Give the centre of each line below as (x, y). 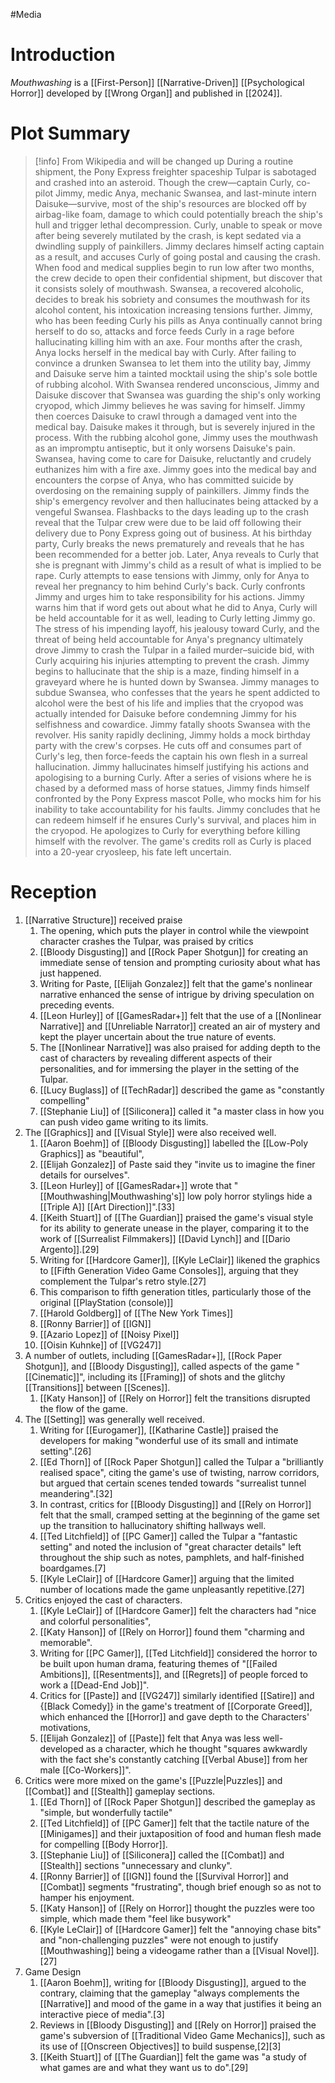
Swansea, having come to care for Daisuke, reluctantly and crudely (173, 458)
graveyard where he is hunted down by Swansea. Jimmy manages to (177, 681)
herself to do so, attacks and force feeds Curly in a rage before (164, 331)
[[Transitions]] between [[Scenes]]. (97, 1387)
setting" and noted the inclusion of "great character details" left (170, 1546)
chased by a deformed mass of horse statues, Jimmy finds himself (172, 788)
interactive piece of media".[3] (102, 2014)
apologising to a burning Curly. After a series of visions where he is (173, 777)
